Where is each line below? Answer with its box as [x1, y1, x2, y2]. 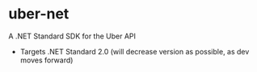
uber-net [8, 5, 70, 23]
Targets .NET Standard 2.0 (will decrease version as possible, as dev [19, 46, 250, 56]
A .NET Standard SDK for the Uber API [8, 31, 136, 41]
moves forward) [19, 55, 74, 65]
